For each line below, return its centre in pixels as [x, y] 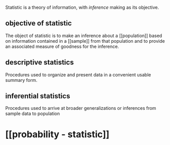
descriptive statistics [39, 62]
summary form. [21, 80]
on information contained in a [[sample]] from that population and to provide [85, 41]
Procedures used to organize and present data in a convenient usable [78, 75]
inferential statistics [38, 96]
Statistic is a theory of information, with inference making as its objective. [82, 7]
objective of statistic [39, 23]
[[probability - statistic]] [57, 134]
